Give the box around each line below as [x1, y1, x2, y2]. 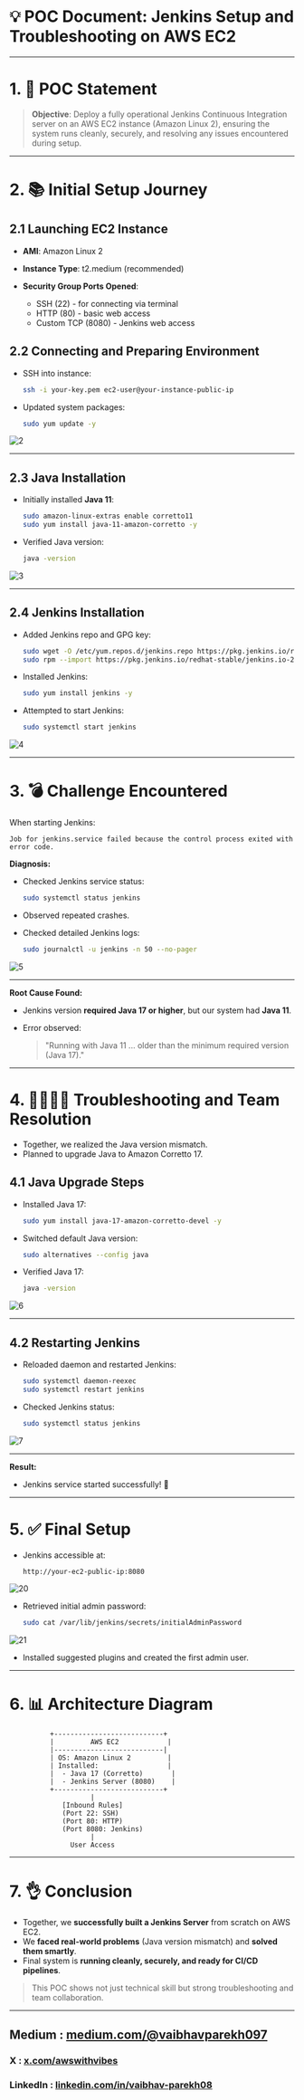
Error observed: [22, 1022, 81, 1033]
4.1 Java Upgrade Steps [9, 1175, 145, 1190]
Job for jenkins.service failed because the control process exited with [9, 835, 294, 844]
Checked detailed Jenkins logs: [22, 928, 140, 938]
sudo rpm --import [22, 654, 92, 664]
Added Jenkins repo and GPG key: [22, 629, 152, 640]
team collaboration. [31, 1992, 104, 2003]
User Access [70, 1840, 116, 1850]
